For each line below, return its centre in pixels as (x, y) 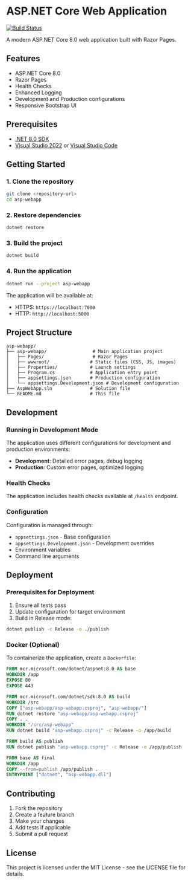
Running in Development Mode (52, 429)
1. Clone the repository (40, 181)
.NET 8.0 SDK (32, 139)
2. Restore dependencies (44, 215)
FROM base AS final (31, 758)
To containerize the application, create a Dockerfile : (71, 658)
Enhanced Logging (38, 92)
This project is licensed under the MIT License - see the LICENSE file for (96, 867)
